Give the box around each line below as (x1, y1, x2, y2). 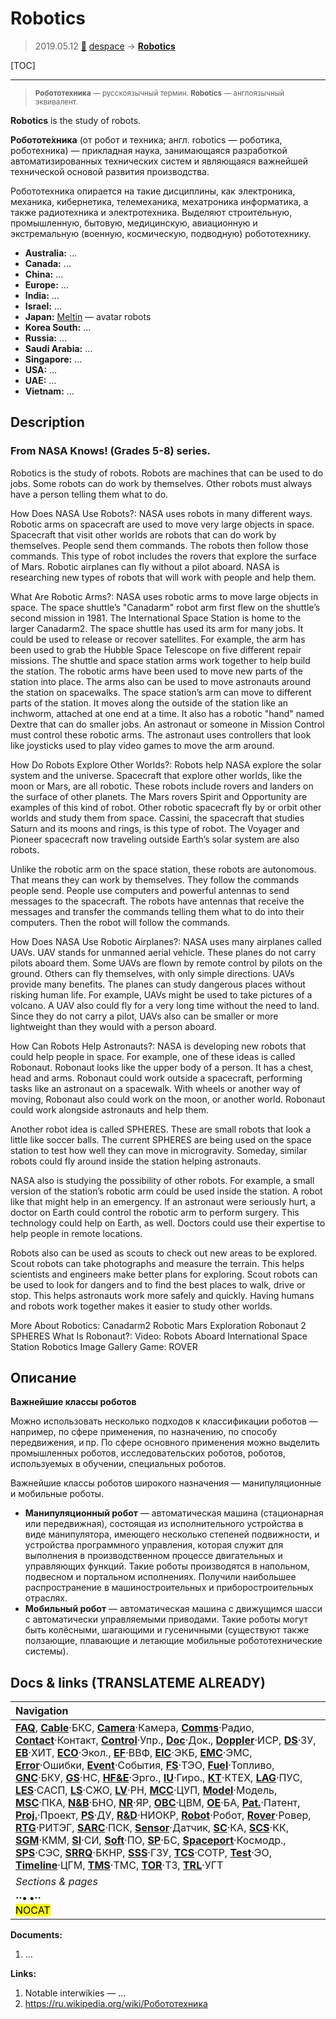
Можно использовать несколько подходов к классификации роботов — (10, 1415, 318, 1427)
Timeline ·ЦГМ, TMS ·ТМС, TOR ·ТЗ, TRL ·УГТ (15, 1858, 224, 1872)
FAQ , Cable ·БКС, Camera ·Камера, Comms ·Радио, (15, 1721, 255, 1735)
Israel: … (24, 300, 63, 312)
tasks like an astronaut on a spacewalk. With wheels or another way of (10, 1082, 301, 1094)
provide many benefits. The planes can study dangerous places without (10, 978, 306, 990)
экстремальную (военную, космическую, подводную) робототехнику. (10, 227, 312, 239)
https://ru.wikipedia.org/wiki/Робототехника (24, 1998, 208, 2010)
